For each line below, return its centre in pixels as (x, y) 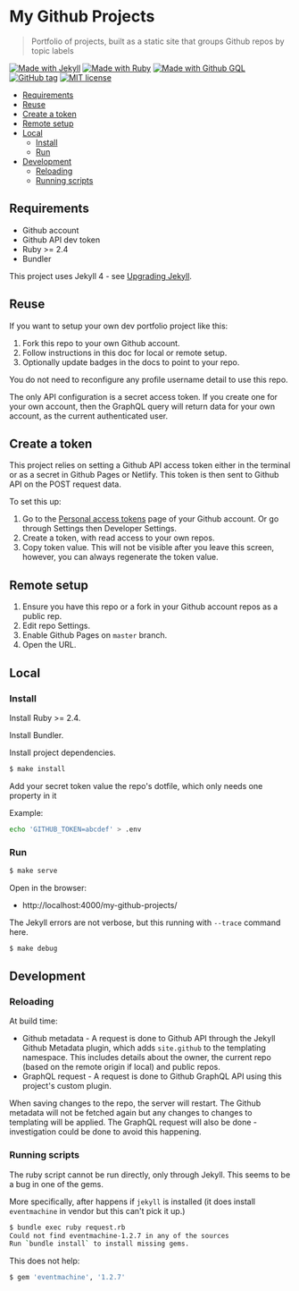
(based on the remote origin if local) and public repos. (121, 1067)
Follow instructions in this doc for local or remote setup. (125, 352)
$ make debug (33, 948)
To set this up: (35, 502)
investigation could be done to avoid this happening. (106, 1132)
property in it (33, 795)
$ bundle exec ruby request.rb (67, 1227)
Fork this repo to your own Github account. (101, 343)
